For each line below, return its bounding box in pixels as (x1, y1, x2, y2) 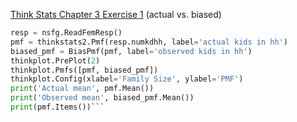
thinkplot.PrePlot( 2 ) (10, 55, 101, 66)
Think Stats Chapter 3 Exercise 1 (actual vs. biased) (10, 9, 222, 20)
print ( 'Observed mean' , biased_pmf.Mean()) (10, 93, 195, 103)
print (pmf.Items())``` (10, 102, 105, 112)
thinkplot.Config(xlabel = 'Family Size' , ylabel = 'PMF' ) (10, 74, 244, 84)
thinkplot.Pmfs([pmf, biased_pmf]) (10, 65, 159, 75)
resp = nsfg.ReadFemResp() (10, 28, 123, 38)
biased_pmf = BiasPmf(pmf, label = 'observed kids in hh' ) (10, 46, 253, 56)
